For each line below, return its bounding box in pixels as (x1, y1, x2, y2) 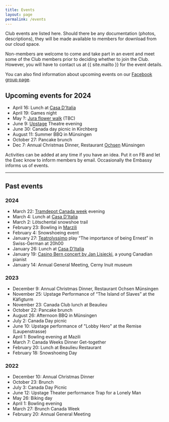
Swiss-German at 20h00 (12, 240, 64, 246)
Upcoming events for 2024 (5, 91, 92, 100)
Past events (5, 182, 43, 190)
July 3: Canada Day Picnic (12, 384, 67, 390)
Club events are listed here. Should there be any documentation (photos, (5, 31, 156, 37)
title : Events (5, 7, 35, 13)
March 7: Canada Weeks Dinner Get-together (12, 339, 107, 345)
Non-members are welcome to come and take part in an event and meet (5, 51, 155, 57)
